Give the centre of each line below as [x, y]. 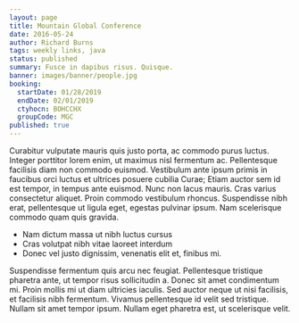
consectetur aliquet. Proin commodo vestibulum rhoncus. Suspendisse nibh [149, 198]
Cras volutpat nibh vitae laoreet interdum [97, 244]
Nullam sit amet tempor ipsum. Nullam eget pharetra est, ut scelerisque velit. [150, 308]
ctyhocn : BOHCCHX [50, 109]
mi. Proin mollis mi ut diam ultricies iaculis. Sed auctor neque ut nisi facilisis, [149, 290]
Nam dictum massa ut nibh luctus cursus [97, 234]
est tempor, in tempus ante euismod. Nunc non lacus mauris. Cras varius [143, 189]
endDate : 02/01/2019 [55, 100]
